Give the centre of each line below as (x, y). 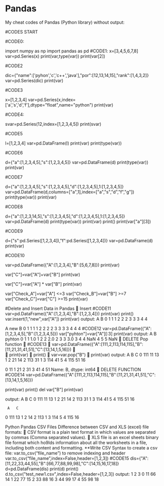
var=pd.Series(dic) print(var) (34, 80)
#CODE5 (14, 133)
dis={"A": (140, 458)
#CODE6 (14, 152)
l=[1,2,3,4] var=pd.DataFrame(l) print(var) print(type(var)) (63, 143)
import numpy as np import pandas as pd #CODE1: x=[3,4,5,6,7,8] (72, 51)
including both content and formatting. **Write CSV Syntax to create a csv (82, 448)
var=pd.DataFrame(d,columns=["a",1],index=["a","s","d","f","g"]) (70, 192)
